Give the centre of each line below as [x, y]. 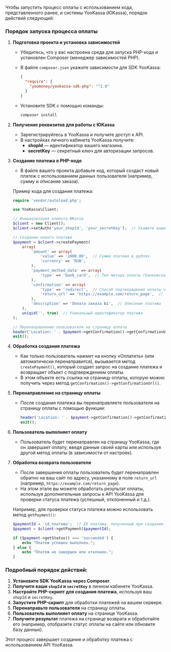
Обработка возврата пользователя [52, 463]
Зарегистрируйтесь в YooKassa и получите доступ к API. [82, 134]
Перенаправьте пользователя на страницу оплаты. [69, 608]
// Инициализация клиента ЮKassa [48, 219]
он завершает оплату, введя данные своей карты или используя [91, 447]
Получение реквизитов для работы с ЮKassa [64, 125]
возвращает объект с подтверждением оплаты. [72, 372]
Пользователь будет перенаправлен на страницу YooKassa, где [90, 442]
